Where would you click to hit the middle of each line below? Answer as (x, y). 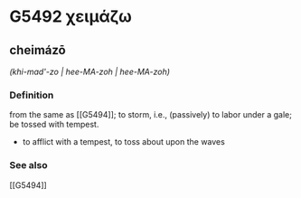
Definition (32, 95)
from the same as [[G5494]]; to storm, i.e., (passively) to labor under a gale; (150, 115)
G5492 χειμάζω (71, 17)
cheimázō (38, 50)
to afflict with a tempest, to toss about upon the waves (124, 142)
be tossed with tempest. (54, 125)
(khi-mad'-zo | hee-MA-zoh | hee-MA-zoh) (89, 71)
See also (28, 165)
